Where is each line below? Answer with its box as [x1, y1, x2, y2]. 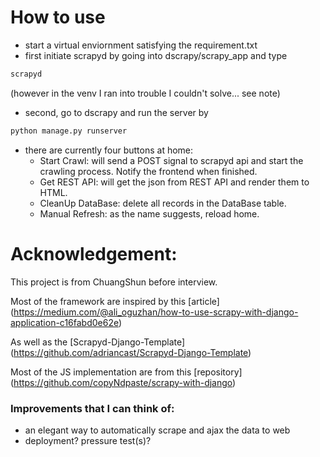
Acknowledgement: [10, 242, 178, 265]
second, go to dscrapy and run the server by [24, 106, 209, 118]
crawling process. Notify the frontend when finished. [39, 165, 258, 177]
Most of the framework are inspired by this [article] [10, 295, 220, 307]
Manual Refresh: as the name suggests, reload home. [39, 207, 260, 220]
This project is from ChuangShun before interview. [10, 276, 218, 288]
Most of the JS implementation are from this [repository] [10, 366, 243, 378]
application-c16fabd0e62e [10, 316, 119, 328]
